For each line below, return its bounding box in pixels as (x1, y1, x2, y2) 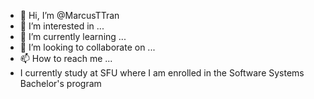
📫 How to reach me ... (19, 53, 113, 64)
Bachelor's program (19, 78, 102, 89)
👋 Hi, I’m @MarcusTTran (19, 10, 120, 21)
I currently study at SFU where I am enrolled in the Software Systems (19, 67, 305, 79)
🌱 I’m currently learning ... (19, 31, 127, 42)
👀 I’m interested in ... (19, 20, 105, 32)
